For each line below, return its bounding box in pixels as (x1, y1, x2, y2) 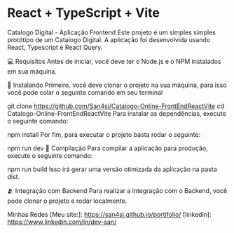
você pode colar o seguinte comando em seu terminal (7, 88, 163, 96)
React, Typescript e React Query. (7, 43, 103, 51)
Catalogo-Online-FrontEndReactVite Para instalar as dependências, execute (7, 109, 226, 117)
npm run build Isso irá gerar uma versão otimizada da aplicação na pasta (7, 165, 217, 173)
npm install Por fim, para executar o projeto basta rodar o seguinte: (7, 130, 201, 138)
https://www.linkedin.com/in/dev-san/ (7, 218, 117, 226)
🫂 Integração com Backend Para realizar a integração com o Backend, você (7, 186, 228, 194)
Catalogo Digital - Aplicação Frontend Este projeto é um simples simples (7, 28, 216, 36)
